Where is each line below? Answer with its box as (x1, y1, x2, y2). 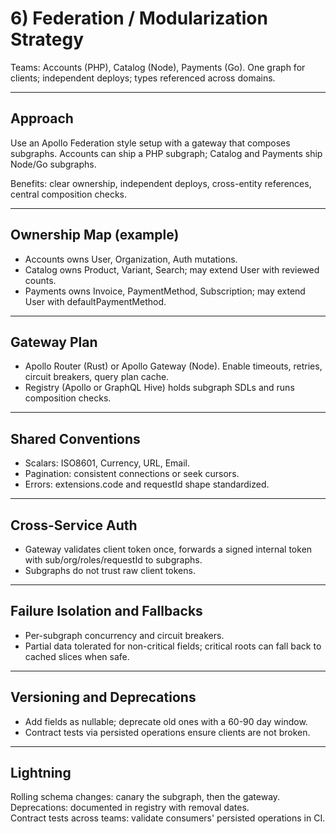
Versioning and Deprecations (10, 689, 197, 706)
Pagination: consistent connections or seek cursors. (24, 468, 240, 480)
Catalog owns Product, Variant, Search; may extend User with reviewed (24, 263, 320, 276)
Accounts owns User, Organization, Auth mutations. (24, 253, 238, 265)
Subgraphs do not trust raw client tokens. (24, 565, 196, 576)
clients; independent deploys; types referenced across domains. (10, 72, 276, 84)
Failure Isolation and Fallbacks (10, 603, 203, 620)
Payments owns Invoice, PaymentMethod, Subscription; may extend (24, 285, 306, 297)
